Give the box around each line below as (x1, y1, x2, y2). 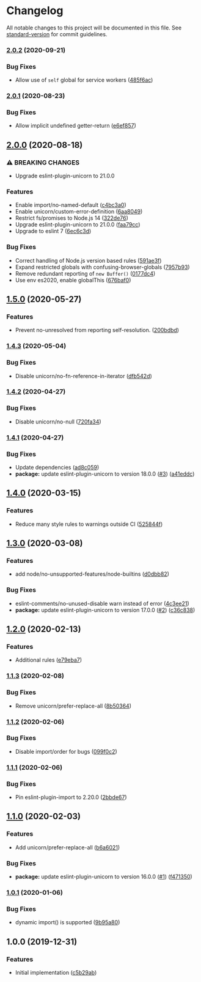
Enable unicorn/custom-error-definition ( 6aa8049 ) (15, 208, 143, 215)
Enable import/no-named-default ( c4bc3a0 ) (15, 201, 126, 209)
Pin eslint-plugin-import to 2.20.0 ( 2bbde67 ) (15, 794, 127, 801)
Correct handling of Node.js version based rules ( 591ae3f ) (15, 257, 162, 264)
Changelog (6, 4, 64, 18)
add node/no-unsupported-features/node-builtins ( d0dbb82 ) (15, 570, 170, 578)
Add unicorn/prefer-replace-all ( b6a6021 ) (15, 843, 120, 851)
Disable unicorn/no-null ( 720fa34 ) (15, 418, 102, 425)
